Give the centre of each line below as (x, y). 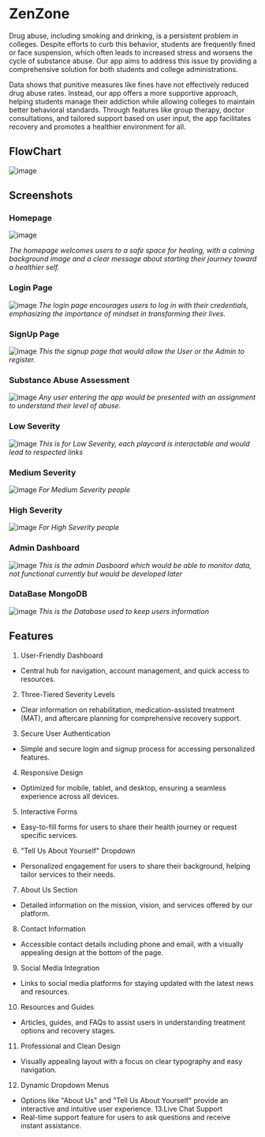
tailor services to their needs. (68, 874)
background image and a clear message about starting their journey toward (133, 259)
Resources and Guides (57, 1006)
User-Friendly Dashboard (62, 655)
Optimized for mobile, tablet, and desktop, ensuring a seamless (123, 787)
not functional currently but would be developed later (96, 574)
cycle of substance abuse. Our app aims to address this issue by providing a (133, 61)
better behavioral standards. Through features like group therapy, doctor (127, 110)
